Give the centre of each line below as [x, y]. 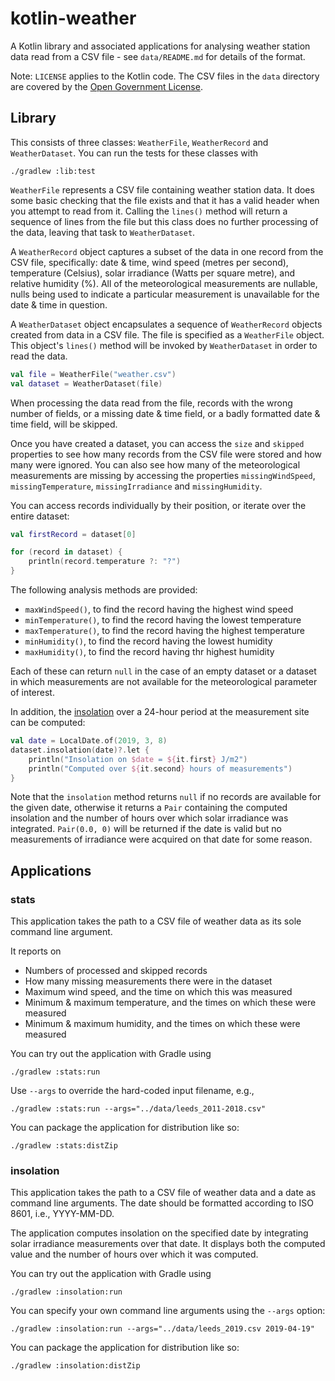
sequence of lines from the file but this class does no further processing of [164, 221]
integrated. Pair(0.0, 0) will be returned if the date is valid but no [146, 829]
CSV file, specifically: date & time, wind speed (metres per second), [149, 262]
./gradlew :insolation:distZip [75, 1366]
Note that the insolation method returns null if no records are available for [166, 797]
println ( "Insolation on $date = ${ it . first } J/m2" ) [138, 759]
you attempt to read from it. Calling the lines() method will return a [149, 211]
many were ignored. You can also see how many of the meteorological [155, 464]
